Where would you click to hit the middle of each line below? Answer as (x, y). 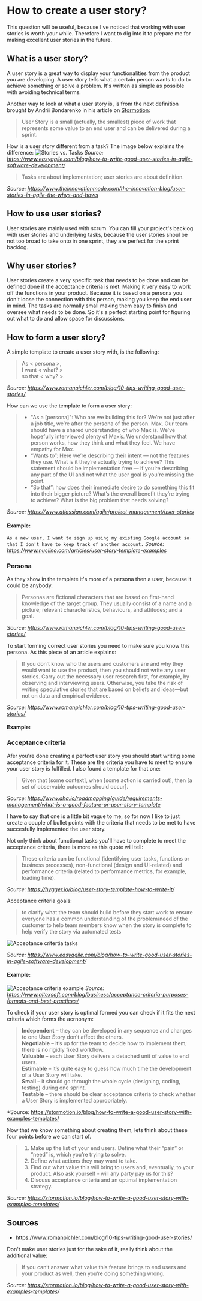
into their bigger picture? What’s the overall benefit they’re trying (110, 494)
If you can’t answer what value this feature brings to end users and (104, 1267)
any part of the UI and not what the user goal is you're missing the (112, 475)
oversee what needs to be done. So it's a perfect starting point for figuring (99, 312)
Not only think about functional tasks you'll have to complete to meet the (97, 840)
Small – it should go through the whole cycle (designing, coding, (101, 1081)
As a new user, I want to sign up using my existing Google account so (98, 538)
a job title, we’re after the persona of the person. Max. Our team (109, 424)
